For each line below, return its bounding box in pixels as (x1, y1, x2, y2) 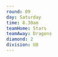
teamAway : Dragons (6, 31, 52, 37)
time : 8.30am (6, 20, 39, 26)
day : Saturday (6, 14, 42, 20)
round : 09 (6, 8, 31, 15)
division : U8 (6, 42, 39, 48)
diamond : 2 (6, 36, 33, 42)
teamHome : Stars (6, 25, 47, 31)
